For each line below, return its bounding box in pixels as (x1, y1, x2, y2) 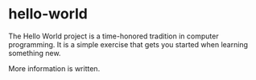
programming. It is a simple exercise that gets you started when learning (8, 39, 248, 49)
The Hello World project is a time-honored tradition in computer (8, 31, 219, 41)
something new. (8, 48, 61, 58)
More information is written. (8, 63, 101, 73)
